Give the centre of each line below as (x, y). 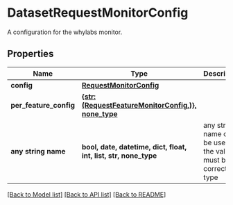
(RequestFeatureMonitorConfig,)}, (139, 105)
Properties (31, 54)
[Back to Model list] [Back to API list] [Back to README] (87, 194)
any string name (38, 151)
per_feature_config (43, 105)
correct (215, 168)
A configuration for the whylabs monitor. (65, 32)
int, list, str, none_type (119, 156)
